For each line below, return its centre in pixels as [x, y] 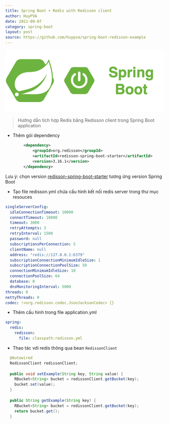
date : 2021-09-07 [24, 21]
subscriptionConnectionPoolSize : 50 [48, 265]
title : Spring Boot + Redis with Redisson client [59, 11]
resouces [22, 197]
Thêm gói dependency [36, 135]
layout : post [19, 32]
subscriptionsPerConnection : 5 [43, 244]
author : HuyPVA [21, 16]
